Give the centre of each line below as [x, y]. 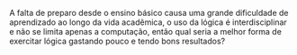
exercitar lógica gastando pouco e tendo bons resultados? [117, 41]
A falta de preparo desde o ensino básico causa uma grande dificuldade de [149, 13]
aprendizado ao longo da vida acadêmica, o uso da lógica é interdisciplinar [148, 22]
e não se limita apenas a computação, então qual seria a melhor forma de [145, 31]
